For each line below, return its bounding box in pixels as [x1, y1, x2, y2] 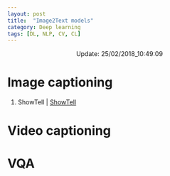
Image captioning [7, 75, 113, 91]
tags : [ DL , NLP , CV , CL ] [7, 30, 81, 38]
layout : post [7, 10, 46, 18]
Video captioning [7, 123, 112, 139]
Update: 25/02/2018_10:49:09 [75, 50, 164, 58]
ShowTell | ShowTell [17, 98, 77, 106]
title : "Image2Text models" [7, 17, 94, 24]
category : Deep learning [7, 23, 81, 31]
